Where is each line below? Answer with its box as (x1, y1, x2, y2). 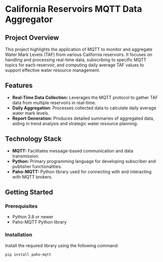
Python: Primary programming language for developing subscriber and (12, 158, 156, 164)
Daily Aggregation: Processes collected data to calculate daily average (12, 105, 157, 111)
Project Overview (5, 33, 59, 42)
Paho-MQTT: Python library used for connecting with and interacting (12, 168, 152, 175)
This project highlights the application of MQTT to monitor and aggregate (5, 47, 153, 52)
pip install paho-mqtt (5, 252, 51, 257)
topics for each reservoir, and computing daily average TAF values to (5, 62, 144, 68)
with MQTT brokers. (12, 174, 53, 180)
